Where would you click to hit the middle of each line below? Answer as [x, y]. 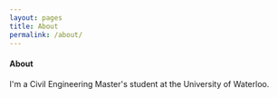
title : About [34, 26]
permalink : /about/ [46, 34]
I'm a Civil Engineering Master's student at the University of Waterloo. [139, 83]
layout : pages [36, 18]
